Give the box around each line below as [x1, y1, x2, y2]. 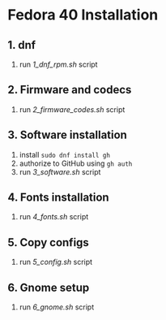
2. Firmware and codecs [7, 83, 132, 97]
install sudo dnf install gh [19, 149, 111, 159]
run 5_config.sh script [19, 257, 93, 267]
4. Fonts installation [7, 191, 110, 205]
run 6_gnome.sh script [19, 302, 95, 312]
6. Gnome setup [7, 280, 90, 294]
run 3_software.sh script [19, 166, 101, 176]
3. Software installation [7, 128, 127, 142]
